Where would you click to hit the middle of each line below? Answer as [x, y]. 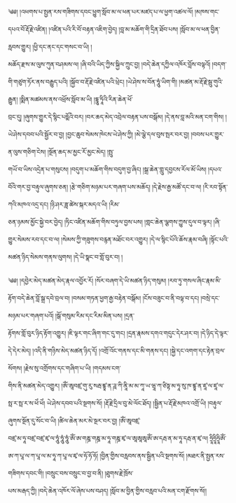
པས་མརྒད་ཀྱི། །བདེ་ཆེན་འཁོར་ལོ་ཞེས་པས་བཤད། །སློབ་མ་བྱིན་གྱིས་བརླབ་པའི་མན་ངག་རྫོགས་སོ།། [107, 491]
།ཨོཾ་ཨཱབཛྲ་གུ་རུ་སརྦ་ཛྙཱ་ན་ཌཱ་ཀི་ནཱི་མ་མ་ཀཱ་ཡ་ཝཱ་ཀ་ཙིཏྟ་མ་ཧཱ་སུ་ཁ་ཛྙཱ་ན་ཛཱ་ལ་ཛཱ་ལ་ [143, 386]
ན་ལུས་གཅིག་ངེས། [27, 152]
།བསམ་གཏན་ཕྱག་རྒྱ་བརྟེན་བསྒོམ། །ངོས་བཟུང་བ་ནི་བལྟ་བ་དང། [136, 298]
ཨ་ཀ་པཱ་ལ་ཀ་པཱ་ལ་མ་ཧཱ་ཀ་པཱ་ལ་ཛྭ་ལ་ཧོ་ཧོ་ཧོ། [53, 456]
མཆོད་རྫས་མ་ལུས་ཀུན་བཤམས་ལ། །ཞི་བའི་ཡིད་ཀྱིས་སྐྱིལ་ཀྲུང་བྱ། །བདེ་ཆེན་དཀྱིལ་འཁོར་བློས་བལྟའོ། [109, 64]
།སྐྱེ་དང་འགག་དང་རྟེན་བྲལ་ [197, 351]
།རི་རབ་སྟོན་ [215, 187]
